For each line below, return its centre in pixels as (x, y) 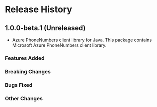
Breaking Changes (28, 71)
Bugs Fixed (19, 85)
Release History (39, 9)
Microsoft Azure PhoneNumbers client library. (59, 45)
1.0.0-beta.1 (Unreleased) (45, 28)
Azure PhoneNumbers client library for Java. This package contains (82, 40)
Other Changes (24, 98)
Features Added (25, 58)
